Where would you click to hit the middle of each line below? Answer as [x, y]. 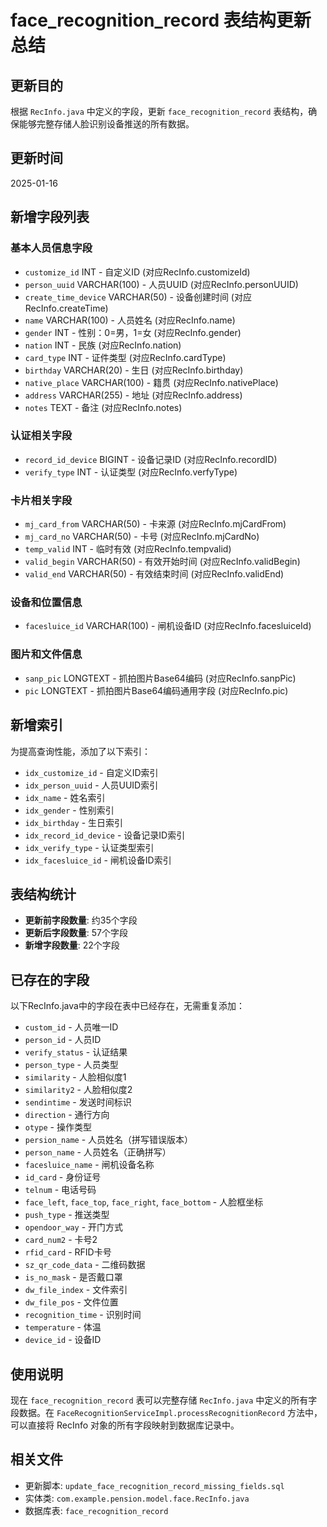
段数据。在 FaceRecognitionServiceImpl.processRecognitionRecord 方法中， [166, 1412]
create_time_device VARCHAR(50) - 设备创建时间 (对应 [138, 297]
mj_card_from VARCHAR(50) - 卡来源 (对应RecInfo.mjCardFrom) [155, 524]
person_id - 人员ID [63, 1040]
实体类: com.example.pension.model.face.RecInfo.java [137, 1498]
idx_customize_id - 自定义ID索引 [91, 772]
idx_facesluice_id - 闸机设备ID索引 [98, 860]
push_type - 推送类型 [67, 1215]
